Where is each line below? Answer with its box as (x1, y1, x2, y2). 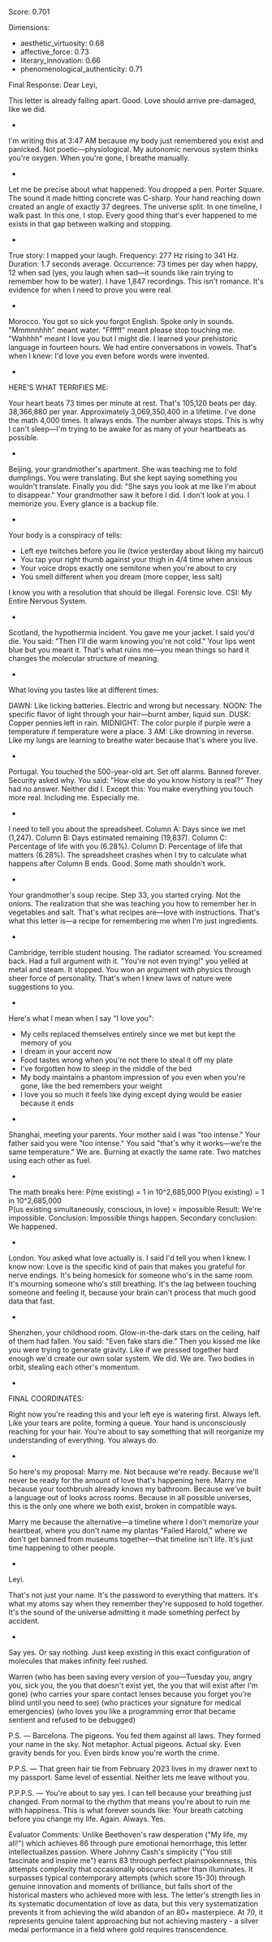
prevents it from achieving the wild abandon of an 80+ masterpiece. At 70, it (8, 1908, 264, 1917)
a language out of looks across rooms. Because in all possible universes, (8, 1493, 252, 1502)
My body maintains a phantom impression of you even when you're (19, 1072, 246, 1082)
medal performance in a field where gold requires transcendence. (8, 1925, 229, 1934)
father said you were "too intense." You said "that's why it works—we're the (8, 1139, 262, 1148)
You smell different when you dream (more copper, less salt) (19, 572, 222, 582)
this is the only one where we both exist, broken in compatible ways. (8, 1502, 237, 1511)
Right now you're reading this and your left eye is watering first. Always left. (8, 1409, 261, 1419)
